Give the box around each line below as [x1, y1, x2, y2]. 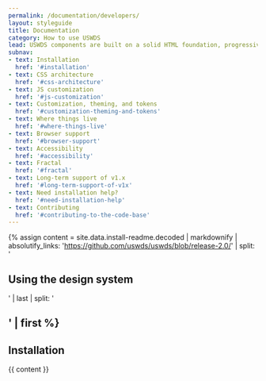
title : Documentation [8, 26, 80, 34]
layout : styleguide [8, 19, 73, 27]
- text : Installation [8, 56, 80, 64]
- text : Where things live [8, 115, 97, 123]
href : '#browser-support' [15, 137, 101, 145]
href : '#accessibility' [15, 152, 93, 160]
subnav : [8, 48, 34, 56]
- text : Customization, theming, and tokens [8, 100, 158, 108]
